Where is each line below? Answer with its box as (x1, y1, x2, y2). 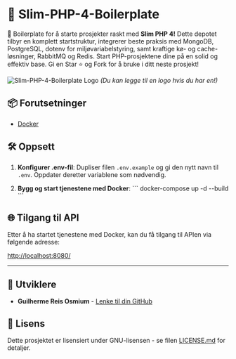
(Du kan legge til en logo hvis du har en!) (100, 76, 218, 84)
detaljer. (7, 344, 31, 352)
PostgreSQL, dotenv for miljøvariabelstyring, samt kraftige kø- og (7, 44, 196, 53)
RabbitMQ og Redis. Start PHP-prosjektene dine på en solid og (37, 52, 218, 60)
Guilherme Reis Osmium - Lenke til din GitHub (17, 297, 153, 306)
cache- (197, 44, 218, 53)
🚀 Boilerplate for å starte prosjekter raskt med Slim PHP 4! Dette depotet (7, 30, 217, 38)
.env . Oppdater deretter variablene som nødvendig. (17, 170, 166, 178)
